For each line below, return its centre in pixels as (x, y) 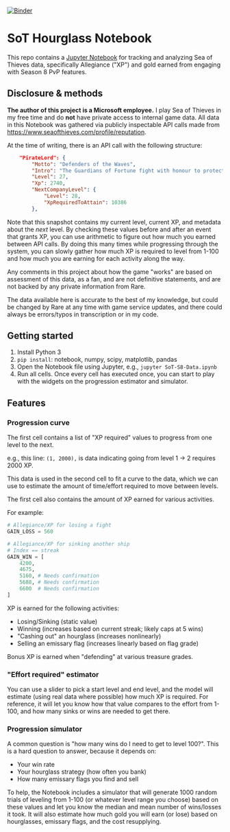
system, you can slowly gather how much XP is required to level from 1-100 (113, 251)
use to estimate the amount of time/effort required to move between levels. (113, 486)
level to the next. (30, 445)
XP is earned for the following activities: (63, 608)
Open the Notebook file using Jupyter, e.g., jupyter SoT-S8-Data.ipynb (117, 367)
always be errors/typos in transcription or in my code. (83, 314)
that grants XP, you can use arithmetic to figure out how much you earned (111, 236)
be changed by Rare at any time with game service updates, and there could (115, 307)
